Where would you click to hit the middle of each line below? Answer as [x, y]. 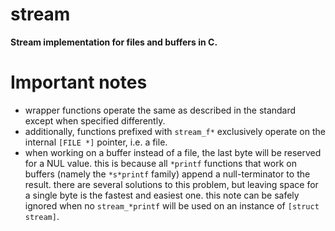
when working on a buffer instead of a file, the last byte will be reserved [173, 152]
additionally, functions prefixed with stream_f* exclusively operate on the [175, 131]
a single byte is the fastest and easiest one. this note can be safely [162, 195]
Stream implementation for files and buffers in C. [114, 42]
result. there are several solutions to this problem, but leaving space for [171, 184]
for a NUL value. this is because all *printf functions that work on [160, 163]
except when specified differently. [95, 120]
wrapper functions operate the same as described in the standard [160, 110]
